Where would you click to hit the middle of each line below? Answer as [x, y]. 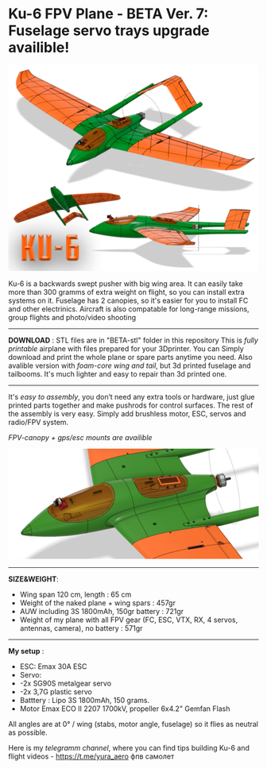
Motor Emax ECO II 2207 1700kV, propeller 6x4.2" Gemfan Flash [125, 709]
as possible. [28, 732]
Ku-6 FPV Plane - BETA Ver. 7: [108, 14]
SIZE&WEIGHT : [34, 579]
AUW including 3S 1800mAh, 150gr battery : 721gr [102, 611]
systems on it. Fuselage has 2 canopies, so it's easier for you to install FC [128, 301]
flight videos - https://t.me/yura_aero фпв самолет [91, 756]
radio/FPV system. [39, 423]
